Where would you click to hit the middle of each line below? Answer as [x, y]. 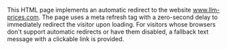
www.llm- [206, 10]
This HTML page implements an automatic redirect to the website [99, 10]
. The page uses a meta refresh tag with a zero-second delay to [128, 17]
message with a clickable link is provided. [66, 39]
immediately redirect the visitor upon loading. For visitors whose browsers [111, 24]
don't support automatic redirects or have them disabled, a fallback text [108, 32]
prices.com [23, 17]
